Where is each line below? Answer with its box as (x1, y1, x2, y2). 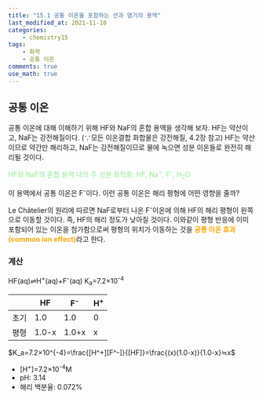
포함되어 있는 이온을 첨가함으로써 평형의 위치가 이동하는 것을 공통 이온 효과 (8, 225, 236, 234)
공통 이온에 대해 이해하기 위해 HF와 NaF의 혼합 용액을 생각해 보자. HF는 (8, 123, 228, 133)
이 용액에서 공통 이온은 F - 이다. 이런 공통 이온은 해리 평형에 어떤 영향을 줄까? (8, 186, 240, 197)
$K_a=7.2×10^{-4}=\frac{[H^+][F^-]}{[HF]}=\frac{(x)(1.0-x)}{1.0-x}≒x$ (8, 348, 236, 357)
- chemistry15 (22, 33, 68, 42)
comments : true (8, 63, 58, 71)
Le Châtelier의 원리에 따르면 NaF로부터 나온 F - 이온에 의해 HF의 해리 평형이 (8, 203, 239, 214)
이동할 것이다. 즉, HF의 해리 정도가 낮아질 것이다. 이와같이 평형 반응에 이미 (22, 215, 250, 225)
